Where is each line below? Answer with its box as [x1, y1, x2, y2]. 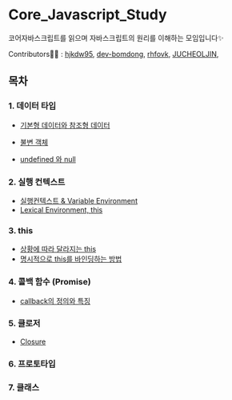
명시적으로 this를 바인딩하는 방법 [19, 254, 122, 264]
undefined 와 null [19, 154, 76, 164]
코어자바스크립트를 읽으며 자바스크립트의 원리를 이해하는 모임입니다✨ [8, 33, 224, 42]
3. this [8, 224, 34, 236]
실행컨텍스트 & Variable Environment [19, 196, 138, 205]
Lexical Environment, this [19, 204, 103, 214]
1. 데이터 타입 [8, 100, 57, 111]
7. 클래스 [8, 382, 40, 393]
